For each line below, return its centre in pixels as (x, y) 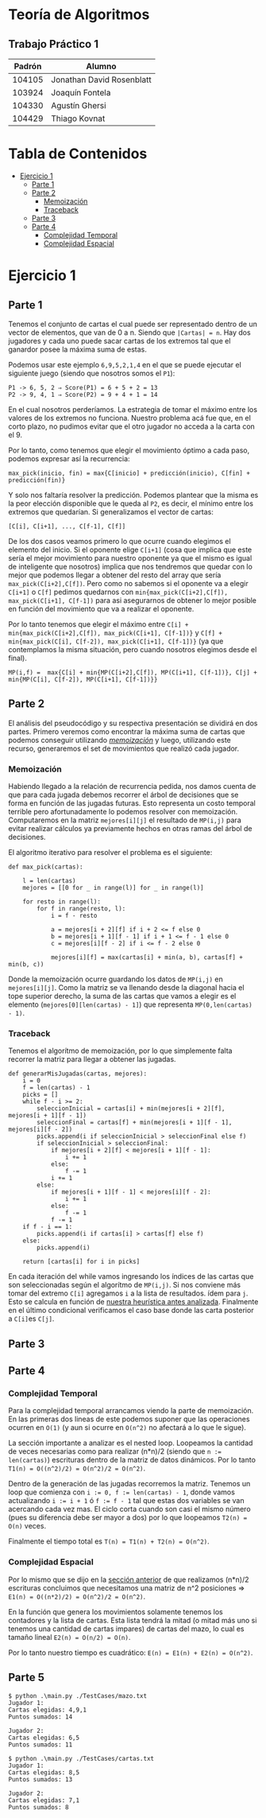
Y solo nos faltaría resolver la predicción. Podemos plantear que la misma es (133, 495)
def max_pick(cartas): (46, 867)
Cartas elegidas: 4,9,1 (48, 1710)
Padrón (28, 66)
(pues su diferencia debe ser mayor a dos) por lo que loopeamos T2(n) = (128, 1517)
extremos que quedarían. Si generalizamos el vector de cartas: (111, 511)
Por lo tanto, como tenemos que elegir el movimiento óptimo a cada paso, (129, 450)
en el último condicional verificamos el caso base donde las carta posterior (131, 1311)
